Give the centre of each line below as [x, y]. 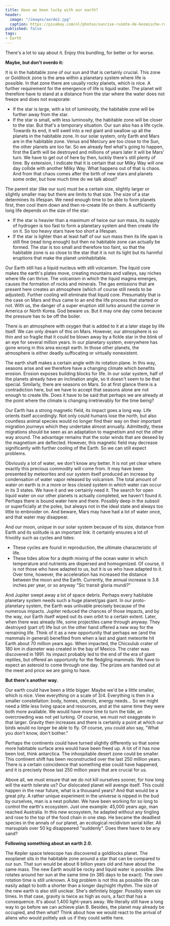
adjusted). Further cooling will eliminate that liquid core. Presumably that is [83, 294]
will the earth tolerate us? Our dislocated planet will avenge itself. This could [84, 785]
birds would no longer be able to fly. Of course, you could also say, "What [82, 727]
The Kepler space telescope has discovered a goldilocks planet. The [77, 853]
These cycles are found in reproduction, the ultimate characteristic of [85, 547]
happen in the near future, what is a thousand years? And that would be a [82, 790]
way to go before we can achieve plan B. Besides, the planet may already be [85, 907]
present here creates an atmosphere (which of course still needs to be [79, 289]
